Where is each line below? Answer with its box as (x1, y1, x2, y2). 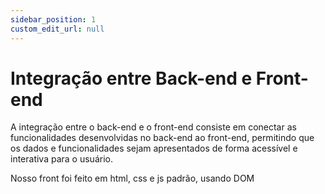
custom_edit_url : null (10, 24, 105, 34)
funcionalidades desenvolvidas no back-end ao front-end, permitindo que (10, 132, 315, 144)
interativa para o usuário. (10, 153, 113, 165)
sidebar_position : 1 (10, 14, 97, 25)
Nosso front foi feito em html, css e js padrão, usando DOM (10, 172, 255, 185)
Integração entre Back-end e (10, 67, 253, 90)
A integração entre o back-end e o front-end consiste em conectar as (10, 121, 297, 133)
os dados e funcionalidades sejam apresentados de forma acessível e (10, 142, 298, 155)
